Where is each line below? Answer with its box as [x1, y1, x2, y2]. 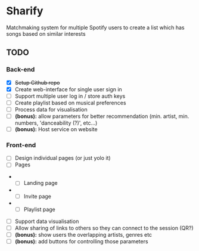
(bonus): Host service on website [14, 126, 98, 132]
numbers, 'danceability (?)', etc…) [14, 119, 98, 126]
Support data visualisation [14, 218, 79, 225]
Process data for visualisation [14, 106, 88, 113]
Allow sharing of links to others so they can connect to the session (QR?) [14, 224, 194, 231]
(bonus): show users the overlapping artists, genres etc [14, 231, 153, 238]
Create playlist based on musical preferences [14, 99, 126, 106]
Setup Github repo [14, 79, 60, 86]
